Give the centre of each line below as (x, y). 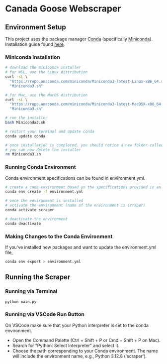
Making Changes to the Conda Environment (59, 236)
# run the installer (27, 118)
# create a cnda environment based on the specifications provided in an (83, 187)
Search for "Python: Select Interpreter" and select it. (66, 345)
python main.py (21, 302)
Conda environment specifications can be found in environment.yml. (75, 178)
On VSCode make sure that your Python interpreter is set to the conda (77, 325)
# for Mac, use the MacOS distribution (46, 95)
